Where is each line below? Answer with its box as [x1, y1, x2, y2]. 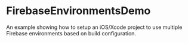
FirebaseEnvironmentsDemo [6, 4, 151, 18]
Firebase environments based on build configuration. [6, 29, 136, 37]
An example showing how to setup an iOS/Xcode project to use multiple [6, 24, 183, 31]
